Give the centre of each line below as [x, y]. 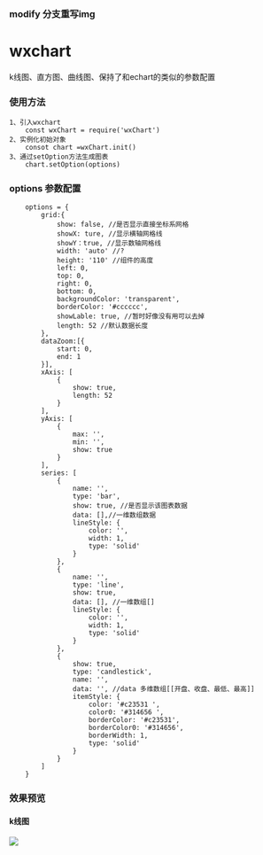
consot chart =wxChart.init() [81, 148]
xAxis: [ [57, 373]
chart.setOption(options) [73, 165]
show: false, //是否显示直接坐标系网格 [123, 225]
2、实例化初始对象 [38, 140]
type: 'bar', [97, 497]
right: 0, [74, 284]
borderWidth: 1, [118, 736]
